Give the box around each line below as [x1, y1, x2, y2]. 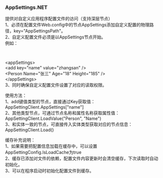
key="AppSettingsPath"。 [13, 28, 66, 34]
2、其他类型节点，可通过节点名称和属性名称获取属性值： [5, 110, 120, 116]
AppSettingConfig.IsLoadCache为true [5, 149, 82, 155]
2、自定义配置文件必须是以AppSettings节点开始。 [5, 34, 106, 40]
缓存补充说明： [5, 137, 35, 143]
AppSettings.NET [5, 4, 48, 11]
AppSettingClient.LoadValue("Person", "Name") [5, 116, 102, 121]
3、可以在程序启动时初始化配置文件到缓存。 [5, 168, 94, 174]
